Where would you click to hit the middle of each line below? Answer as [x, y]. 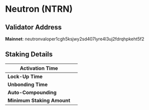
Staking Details [29, 54]
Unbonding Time [28, 84]
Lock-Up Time [25, 76]
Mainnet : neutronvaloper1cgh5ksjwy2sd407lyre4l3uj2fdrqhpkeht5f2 [75, 39]
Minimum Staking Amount [39, 100]
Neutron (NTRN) [39, 9]
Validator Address [34, 27]
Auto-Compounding [32, 92]
